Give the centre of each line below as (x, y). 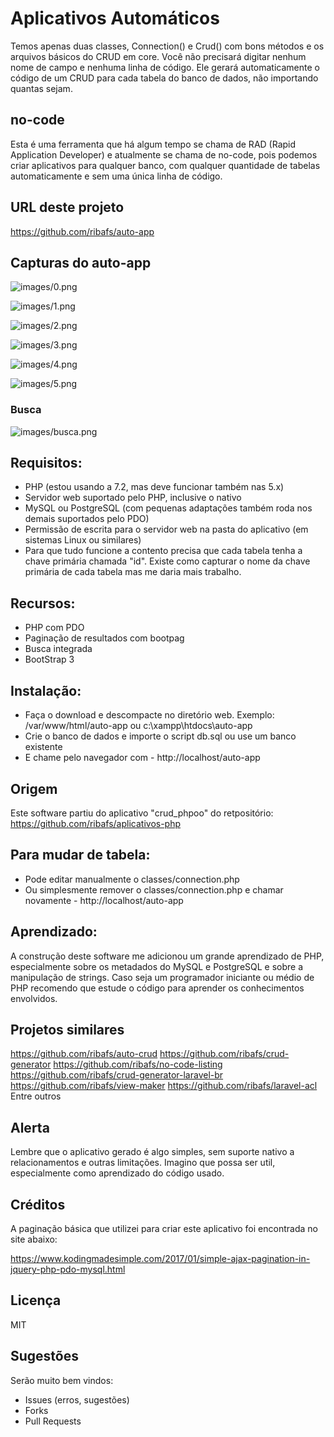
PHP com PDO (54, 628)
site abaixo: (34, 1239)
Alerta (30, 1127)
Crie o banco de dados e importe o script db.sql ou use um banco (160, 736)
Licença (36, 1300)
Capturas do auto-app (81, 262)
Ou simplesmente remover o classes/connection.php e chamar (154, 889)
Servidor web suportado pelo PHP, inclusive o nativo (133, 498)
